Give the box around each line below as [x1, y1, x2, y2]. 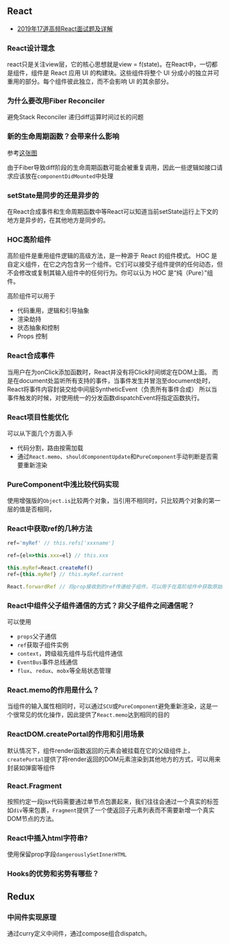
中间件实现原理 [7, 912, 57, 922]
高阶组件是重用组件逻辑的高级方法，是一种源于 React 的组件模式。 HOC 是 [7, 251, 218, 260]
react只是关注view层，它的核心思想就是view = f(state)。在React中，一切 [7, 60, 212, 69]
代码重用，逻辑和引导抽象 [16, 306, 90, 314]
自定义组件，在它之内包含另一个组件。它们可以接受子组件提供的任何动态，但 [7, 260, 223, 269]
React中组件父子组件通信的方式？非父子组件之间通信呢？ [7, 601, 195, 610]
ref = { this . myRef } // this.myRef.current [7, 571, 125, 578]
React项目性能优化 [7, 412, 69, 422]
